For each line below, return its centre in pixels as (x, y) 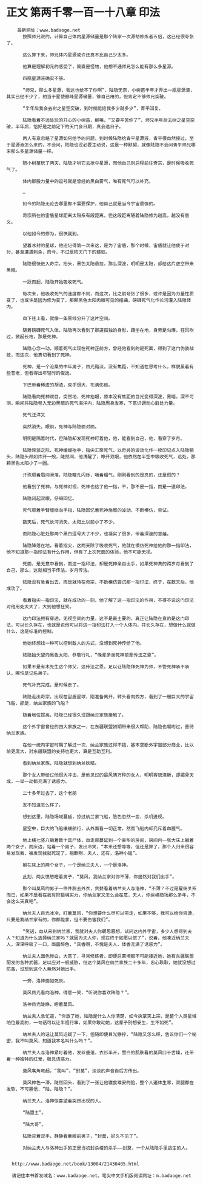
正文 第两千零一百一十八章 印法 (83, 12)
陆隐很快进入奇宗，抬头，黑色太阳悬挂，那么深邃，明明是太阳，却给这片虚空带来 (108, 264)
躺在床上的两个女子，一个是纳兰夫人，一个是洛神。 (77, 865)
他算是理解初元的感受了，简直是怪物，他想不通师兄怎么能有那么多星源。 (99, 67)
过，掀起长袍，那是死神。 (33, 337)
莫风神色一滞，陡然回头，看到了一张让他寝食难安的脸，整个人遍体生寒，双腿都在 (108, 1082)
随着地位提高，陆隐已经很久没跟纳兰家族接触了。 (74, 715)
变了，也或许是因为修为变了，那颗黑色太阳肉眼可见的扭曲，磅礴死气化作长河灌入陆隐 (96, 300)
